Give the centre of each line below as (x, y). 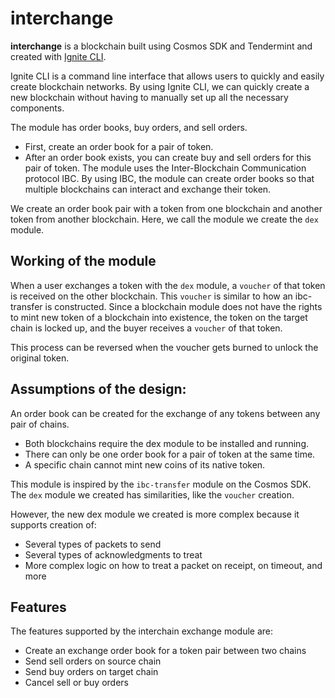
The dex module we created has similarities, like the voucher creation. (152, 494)
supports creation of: (53, 524)
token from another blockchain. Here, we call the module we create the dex (164, 219)
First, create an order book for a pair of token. (119, 146)
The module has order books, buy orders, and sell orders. (129, 127)
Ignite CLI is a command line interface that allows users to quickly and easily (167, 76)
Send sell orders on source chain (93, 661)
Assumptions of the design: (98, 389)
